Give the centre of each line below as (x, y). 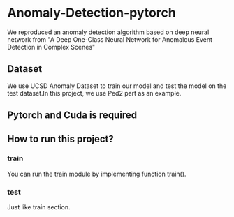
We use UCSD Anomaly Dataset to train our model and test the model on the (117, 86)
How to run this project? (60, 139)
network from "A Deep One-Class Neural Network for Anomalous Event (110, 39)
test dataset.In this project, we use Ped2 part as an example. (94, 93)
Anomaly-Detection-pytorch (92, 13)
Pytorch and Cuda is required (72, 115)
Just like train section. (39, 207)
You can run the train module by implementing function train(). (97, 174)
